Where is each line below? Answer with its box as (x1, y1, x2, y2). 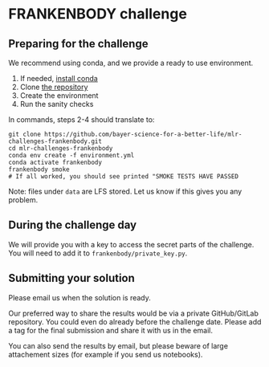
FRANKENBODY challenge (8, 5, 187, 23)
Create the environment (19, 91, 99, 100)
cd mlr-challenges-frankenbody (8, 145, 113, 153)
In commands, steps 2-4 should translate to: (8, 115, 155, 124)
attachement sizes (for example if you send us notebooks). (8, 349, 203, 359)
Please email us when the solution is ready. (8, 292, 151, 302)
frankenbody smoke (8, 165, 70, 173)
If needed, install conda (19, 74, 98, 83)
